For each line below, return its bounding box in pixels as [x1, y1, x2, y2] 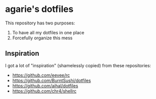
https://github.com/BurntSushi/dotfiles [12, 77, 91, 83]
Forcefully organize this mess [12, 35, 73, 41]
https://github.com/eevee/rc [12, 72, 70, 78]
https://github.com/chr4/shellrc [12, 88, 77, 94]
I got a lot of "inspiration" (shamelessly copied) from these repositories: [5, 62, 151, 68]
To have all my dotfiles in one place [12, 29, 85, 35]
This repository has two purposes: [5, 20, 75, 26]
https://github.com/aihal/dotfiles [12, 83, 78, 89]
